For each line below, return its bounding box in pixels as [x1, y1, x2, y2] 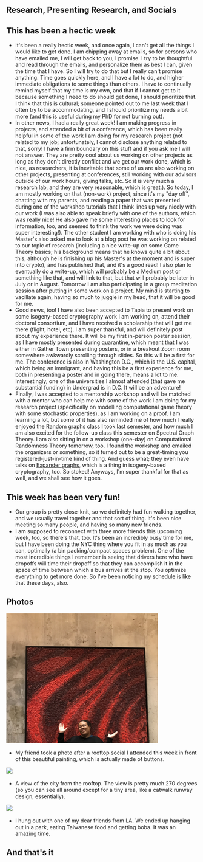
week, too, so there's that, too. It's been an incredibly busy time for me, [15, 534, 194, 542]
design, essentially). [15, 793, 65, 800]
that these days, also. [15, 579, 69, 587]
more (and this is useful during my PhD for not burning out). [15, 112, 165, 120]
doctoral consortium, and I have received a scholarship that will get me [15, 319, 192, 327]
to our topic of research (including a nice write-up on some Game [15, 242, 179, 249]
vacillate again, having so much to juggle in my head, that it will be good [15, 294, 195, 301]
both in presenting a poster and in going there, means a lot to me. [15, 371, 179, 379]
